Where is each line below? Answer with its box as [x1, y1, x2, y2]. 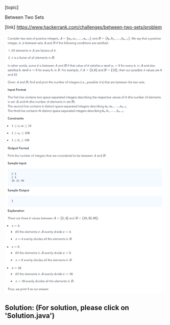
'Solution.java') [5, 311, 55, 320]
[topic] [5, 5, 19, 10]
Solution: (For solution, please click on [5, 304, 130, 312]
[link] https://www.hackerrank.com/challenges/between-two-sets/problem [5, 24, 162, 30]
